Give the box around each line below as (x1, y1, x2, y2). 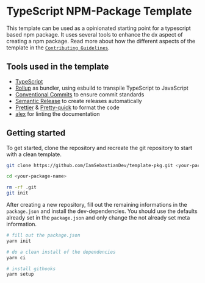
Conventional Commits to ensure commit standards (15, 90, 145, 98)
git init (6, 190, 29, 196)
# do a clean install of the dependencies (6, 249, 116, 255)
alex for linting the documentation (15, 110, 100, 117)
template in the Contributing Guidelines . (6, 44, 110, 51)
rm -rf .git (6, 184, 37, 190)
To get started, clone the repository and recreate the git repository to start (6, 144, 193, 151)
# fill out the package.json (6, 232, 81, 238)
